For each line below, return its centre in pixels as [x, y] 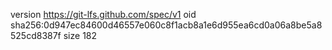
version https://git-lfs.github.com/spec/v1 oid [103, 14]
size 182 [80, 35]
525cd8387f [36, 35]
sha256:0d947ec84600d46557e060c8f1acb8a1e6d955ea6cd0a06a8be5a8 [166, 25]
